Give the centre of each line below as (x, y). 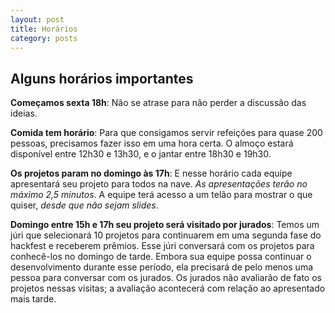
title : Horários (44, 29)
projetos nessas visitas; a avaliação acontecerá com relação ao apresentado (168, 288)
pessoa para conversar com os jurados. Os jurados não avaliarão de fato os (166, 278)
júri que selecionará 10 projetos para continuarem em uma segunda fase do (166, 235)
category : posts (44, 38)
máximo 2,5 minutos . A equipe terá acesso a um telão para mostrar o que (161, 195)
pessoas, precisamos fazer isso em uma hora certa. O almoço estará (152, 143)
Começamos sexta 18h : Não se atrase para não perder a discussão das (158, 103)
